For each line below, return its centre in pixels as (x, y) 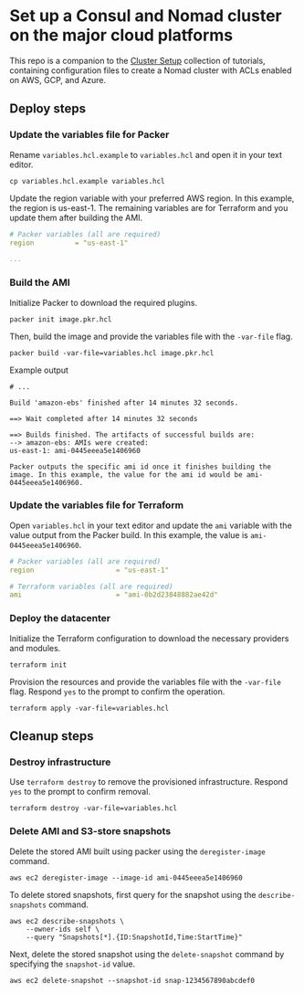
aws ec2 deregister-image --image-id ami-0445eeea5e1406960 (126, 878)
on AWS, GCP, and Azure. (58, 79)
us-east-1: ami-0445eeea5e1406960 (75, 450)
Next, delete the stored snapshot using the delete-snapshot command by (147, 954)
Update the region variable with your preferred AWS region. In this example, (152, 198)
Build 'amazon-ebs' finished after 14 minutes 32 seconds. (124, 403)
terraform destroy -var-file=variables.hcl (94, 808)
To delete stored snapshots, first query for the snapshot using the (133, 894)
